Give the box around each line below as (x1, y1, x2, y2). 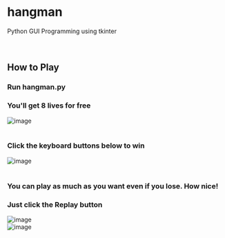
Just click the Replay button (7, 199, 103, 209)
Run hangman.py (7, 82, 66, 92)
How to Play (7, 61, 60, 73)
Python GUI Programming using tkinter (7, 27, 117, 35)
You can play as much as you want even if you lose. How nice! (7, 181, 219, 190)
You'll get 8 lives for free (7, 101, 91, 110)
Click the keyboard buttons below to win (7, 141, 145, 150)
